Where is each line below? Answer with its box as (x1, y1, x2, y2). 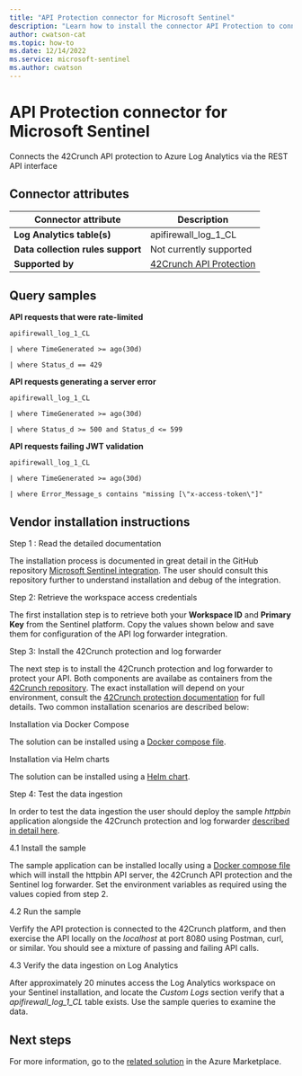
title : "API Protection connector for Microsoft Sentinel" (9, 13, 235, 22)
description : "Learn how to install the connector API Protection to (9, 22, 276, 31)
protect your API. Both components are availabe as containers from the (9, 673, 272, 684)
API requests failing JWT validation (9, 441, 144, 452)
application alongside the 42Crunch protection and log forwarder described (9, 815, 290, 827)
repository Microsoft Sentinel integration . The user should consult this (9, 565, 269, 576)
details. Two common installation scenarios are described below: (9, 702, 250, 713)
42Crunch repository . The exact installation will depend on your (9, 682, 245, 693)
